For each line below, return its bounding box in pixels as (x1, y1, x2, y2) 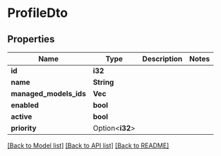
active (11, 112, 32, 121)
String (92, 78, 114, 87)
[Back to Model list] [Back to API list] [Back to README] (7, 141, 169, 150)
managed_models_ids (11, 89, 86, 98)
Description (142, 54, 183, 64)
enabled (11, 100, 39, 110)
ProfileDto (7, 5, 68, 21)
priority (11, 124, 37, 133)
